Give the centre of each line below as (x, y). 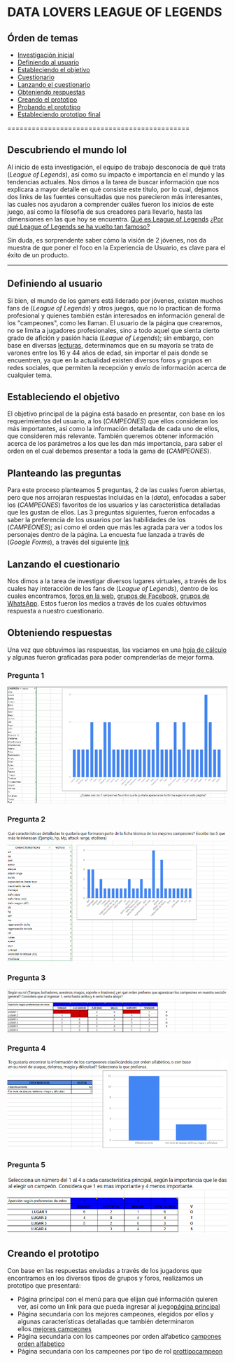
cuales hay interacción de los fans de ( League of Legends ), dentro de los (113, 589)
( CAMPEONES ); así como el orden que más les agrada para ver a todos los (115, 527)
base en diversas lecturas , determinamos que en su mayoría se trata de (111, 345)
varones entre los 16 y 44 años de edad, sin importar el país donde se (108, 353)
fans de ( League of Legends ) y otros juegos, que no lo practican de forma (114, 308)
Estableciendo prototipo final (59, 114)
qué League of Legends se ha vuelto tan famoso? (79, 226)
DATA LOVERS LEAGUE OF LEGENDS (115, 12)
